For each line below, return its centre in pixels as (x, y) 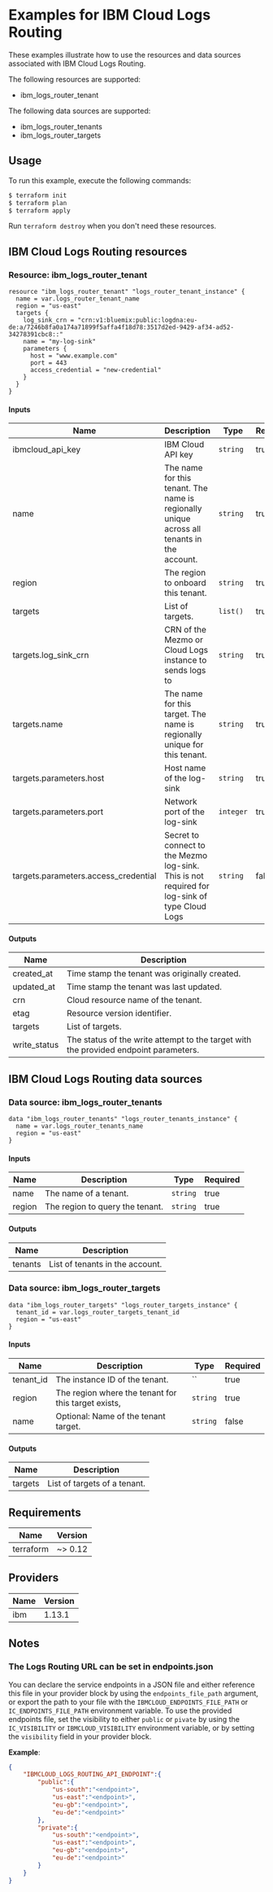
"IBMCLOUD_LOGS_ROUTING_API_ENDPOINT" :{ (92, 1775)
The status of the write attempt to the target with (159, 1040)
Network (181, 802)
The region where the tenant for (116, 1393)
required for (187, 887)
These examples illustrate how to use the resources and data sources (125, 55)
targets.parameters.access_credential (84, 876)
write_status (36, 1045)
